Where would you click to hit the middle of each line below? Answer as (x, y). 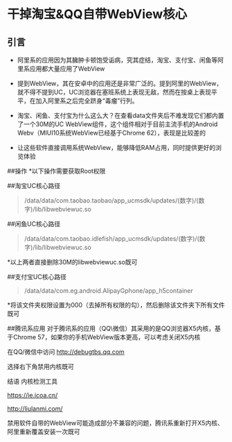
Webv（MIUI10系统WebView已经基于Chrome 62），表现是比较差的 (111, 133)
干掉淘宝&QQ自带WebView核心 (97, 14)
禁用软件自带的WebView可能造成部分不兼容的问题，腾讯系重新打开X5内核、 (115, 423)
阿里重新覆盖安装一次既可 (44, 432)
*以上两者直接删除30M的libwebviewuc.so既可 (72, 262)
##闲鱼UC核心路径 (34, 224)
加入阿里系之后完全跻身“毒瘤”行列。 (87, 101)
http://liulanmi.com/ (35, 409)
